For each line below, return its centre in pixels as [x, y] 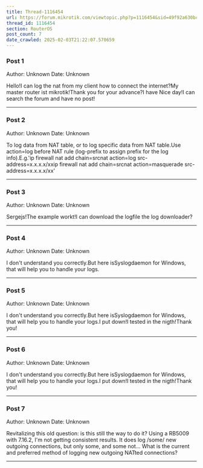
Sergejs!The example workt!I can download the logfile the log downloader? [99, 216]
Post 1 [15, 61]
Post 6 [16, 350]
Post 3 [16, 192]
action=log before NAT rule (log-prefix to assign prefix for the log [88, 151]
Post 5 [16, 290]
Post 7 [16, 408]
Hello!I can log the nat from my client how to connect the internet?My [92, 86]
